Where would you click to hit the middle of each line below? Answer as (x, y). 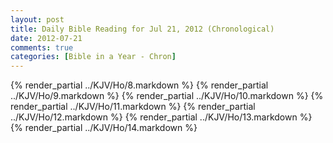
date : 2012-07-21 (46, 38)
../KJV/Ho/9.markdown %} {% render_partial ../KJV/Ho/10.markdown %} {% (167, 96)
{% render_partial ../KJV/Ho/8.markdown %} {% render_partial (139, 85)
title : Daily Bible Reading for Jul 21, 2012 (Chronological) (142, 29)
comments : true (42, 47)
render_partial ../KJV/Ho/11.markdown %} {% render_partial (133, 107)
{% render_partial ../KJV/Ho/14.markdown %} (104, 128)
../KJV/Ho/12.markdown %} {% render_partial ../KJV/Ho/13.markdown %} (161, 117)
